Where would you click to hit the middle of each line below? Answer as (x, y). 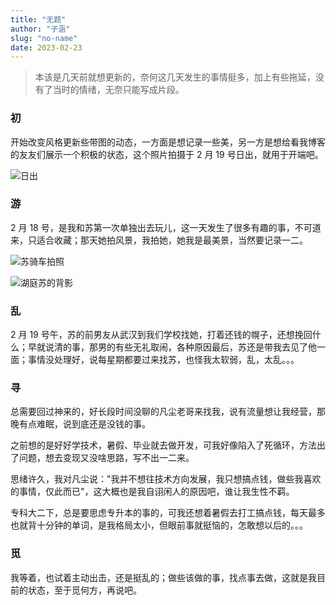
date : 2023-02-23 (46, 47)
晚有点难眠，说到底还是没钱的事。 (80, 424)
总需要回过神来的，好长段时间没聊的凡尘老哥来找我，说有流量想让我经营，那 (168, 412)
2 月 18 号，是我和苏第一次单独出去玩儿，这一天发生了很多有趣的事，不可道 (166, 227)
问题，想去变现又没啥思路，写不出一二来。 (106, 458)
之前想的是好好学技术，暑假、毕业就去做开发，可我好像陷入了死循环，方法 (163, 445)
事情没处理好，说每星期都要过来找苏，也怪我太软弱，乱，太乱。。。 (163, 360)
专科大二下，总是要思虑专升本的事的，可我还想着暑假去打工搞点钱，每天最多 (168, 513)
